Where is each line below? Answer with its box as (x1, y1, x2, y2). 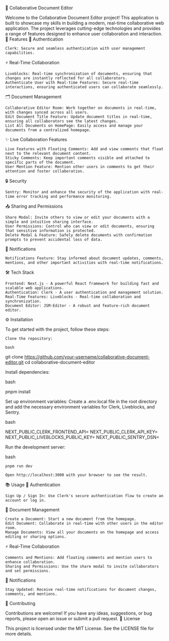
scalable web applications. (5, 286, 65, 291)
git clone (5, 354, 24, 359)
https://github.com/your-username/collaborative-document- (24, 354, 150, 359)
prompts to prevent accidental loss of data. (5, 237, 102, 242)
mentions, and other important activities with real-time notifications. (5, 260, 164, 265)
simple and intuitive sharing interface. (5, 219, 94, 224)
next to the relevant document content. (5, 151, 92, 156)
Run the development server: (5, 444, 66, 450)
